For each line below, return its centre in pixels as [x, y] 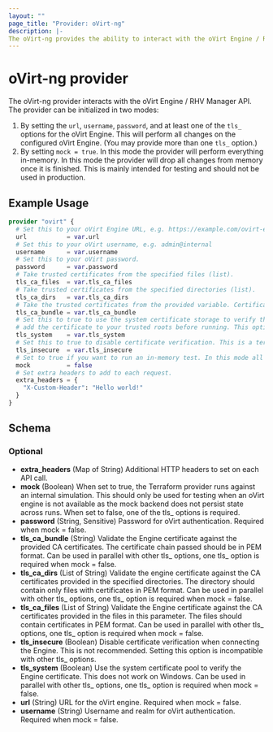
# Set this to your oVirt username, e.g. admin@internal [114, 245]
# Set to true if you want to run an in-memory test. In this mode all [140, 357]
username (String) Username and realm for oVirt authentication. [128, 711]
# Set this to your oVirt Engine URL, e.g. [90, 229]
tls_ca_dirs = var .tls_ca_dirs [72, 297]
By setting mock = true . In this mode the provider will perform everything [142, 152]
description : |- [36, 31]
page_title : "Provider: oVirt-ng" [67, 24]
